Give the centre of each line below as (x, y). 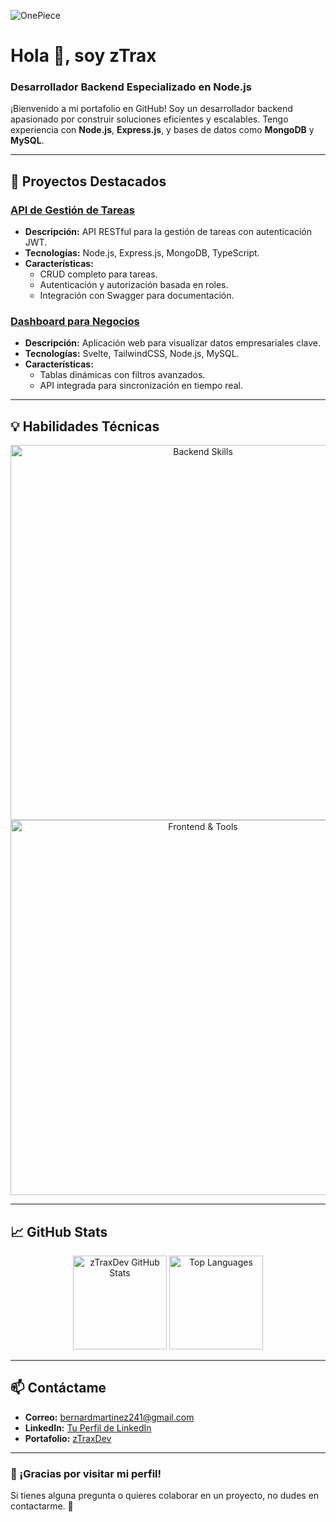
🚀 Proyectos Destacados (88, 181)
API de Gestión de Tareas (72, 210)
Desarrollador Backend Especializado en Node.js (131, 87)
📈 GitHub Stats (59, 1231)
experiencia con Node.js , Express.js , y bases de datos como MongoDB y (162, 130)
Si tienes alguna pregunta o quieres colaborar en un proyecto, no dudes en (165, 1496)
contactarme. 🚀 (42, 1506)
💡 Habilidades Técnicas (85, 426)
